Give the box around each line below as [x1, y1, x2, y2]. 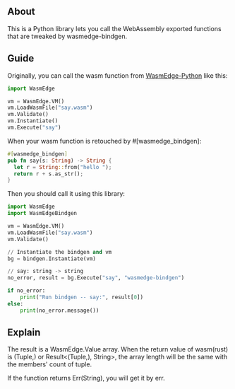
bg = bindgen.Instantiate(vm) [7, 255, 97, 262]
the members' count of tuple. [7, 360, 92, 368]
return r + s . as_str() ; [13, 170, 83, 178]
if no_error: [7, 287, 46, 294]
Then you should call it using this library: [7, 190, 126, 198]
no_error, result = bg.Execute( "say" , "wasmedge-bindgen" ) [7, 274, 185, 281]
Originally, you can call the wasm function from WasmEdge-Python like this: [7, 71, 228, 80]
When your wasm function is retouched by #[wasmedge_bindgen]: [7, 137, 202, 145]
